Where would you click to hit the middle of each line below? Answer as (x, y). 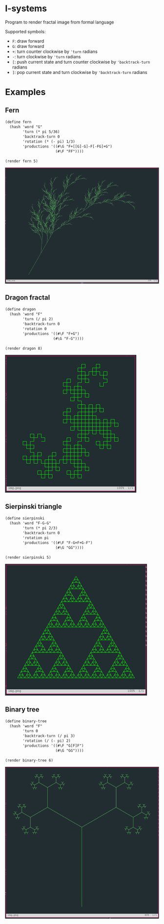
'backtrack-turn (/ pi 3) (49, 736)
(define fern (18, 122)
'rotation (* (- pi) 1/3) (49, 142)
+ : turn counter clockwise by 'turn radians (55, 51)
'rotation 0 (35, 329)
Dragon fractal (28, 297)
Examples (25, 92)
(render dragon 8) (24, 349)
